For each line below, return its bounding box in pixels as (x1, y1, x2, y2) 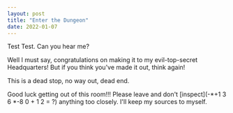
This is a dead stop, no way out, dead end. (7, 77, 130, 85)
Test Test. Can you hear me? (7, 43, 89, 51)
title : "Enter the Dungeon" (7, 17, 89, 24)
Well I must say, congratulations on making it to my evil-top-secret (7, 56, 198, 64)
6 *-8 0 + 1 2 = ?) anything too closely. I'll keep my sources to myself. (7, 98, 207, 106)
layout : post (7, 10, 45, 17)
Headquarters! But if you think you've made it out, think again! (7, 63, 186, 72)
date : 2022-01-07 (7, 23, 58, 30)
